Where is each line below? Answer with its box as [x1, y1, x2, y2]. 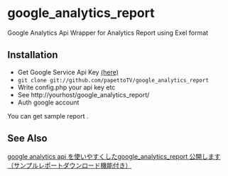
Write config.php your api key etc [17, 83, 116, 92]
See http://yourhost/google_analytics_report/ [17, 90, 150, 99]
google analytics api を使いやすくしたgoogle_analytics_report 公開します [7, 152, 221, 160]
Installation [7, 49, 58, 61]
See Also [7, 133, 48, 145]
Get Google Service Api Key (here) [17, 67, 119, 76]
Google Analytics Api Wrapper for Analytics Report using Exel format [7, 28, 208, 37]
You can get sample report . [7, 111, 89, 120]
